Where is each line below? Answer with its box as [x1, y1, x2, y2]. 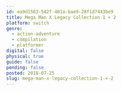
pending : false [6, 64, 44, 71]
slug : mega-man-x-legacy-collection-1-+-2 [6, 75, 114, 81]
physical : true [6, 53, 44, 59]
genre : [6, 25, 23, 32]
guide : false [6, 59, 39, 65]
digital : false [6, 48, 44, 54]
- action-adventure [11, 31, 60, 37]
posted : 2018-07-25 [6, 70, 55, 76]
